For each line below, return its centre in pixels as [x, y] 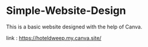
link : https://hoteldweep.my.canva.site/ [54, 38]
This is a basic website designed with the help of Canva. [74, 27]
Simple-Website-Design [66, 11]
